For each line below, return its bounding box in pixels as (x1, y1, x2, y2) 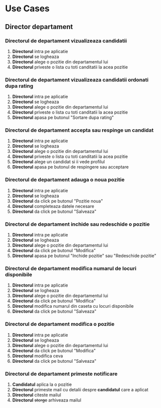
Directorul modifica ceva (12, 352, 63, 359)
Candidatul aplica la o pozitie (12, 381, 72, 387)
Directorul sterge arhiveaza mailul (12, 397, 81, 403)
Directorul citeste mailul (12, 392, 61, 398)
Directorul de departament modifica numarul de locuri (5, 265, 136, 272)
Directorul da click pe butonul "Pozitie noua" (12, 198, 103, 204)
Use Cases (5, 3, 50, 14)
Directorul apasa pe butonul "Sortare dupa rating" (12, 115, 114, 120)
